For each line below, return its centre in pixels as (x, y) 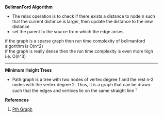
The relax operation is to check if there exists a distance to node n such (83, 16)
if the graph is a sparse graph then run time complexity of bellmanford (75, 41)
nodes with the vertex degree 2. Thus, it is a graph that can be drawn (81, 84)
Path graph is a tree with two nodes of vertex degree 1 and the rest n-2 (83, 79)
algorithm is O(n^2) (24, 46)
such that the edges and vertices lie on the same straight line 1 (74, 90)
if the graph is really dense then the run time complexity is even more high (79, 51)
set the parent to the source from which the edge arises (68, 32)
